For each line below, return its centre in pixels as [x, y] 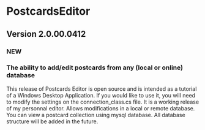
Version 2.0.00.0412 [46, 34]
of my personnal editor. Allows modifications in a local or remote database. [101, 108]
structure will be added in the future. [52, 121]
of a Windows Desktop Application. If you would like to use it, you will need [101, 95]
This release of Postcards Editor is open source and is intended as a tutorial [102, 89]
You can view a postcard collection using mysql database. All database [96, 115]
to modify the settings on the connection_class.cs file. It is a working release [103, 102]
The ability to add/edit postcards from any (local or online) [95, 67]
